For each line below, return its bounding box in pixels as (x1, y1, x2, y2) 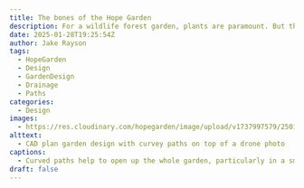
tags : (9, 47, 30, 56)
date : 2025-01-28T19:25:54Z (9, 30, 116, 39)
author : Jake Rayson (9, 38, 88, 48)
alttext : (9, 131, 43, 140)
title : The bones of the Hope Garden (9, 13, 152, 23)
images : (9, 114, 39, 123)
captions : (9, 147, 47, 156)
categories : (9, 97, 54, 107)
